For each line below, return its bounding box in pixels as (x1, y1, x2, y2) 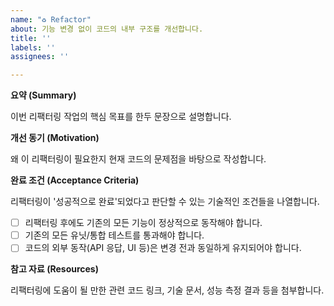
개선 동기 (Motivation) (10, 132, 100, 144)
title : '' (10, 33, 52, 43)
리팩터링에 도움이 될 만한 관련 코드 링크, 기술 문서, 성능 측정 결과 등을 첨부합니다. (10, 284, 325, 296)
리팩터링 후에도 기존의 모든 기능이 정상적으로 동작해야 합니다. (24, 217, 263, 229)
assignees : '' (10, 52, 70, 62)
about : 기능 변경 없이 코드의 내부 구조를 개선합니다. (10, 24, 204, 34)
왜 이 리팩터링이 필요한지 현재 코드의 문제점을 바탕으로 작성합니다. (10, 153, 267, 165)
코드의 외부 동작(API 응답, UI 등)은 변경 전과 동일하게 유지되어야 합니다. (24, 242, 302, 254)
